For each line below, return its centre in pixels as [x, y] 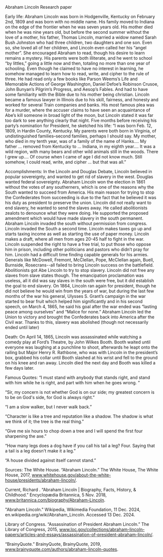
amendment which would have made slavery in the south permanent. [74, 218]
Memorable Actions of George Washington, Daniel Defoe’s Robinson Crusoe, [82, 84]
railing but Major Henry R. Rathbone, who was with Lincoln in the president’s [81, 352]
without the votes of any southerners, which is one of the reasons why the [80, 187]
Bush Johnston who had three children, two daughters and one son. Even [79, 43]
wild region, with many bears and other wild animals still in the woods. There [82, 152]
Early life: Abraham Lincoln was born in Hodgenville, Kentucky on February [80, 16]
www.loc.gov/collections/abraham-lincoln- [102, 529]
